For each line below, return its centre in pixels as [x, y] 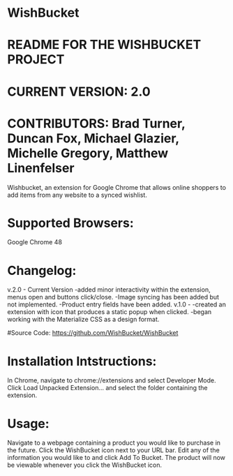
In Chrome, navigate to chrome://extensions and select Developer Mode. [112, 380]
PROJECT [36, 60]
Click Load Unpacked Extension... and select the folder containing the [107, 388]
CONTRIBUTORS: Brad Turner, [96, 123]
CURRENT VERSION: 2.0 [79, 91]
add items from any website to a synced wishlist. [77, 195]
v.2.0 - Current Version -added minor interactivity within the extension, [109, 290]
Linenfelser [41, 168]
